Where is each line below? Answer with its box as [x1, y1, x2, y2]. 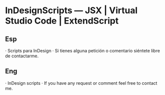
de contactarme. [5, 53, 39, 59]
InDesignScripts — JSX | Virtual [5, 5, 138, 16]
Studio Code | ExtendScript [5, 15, 119, 26]
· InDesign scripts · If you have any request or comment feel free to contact [5, 80, 158, 86]
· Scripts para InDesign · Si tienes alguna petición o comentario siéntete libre [5, 48, 160, 53]
